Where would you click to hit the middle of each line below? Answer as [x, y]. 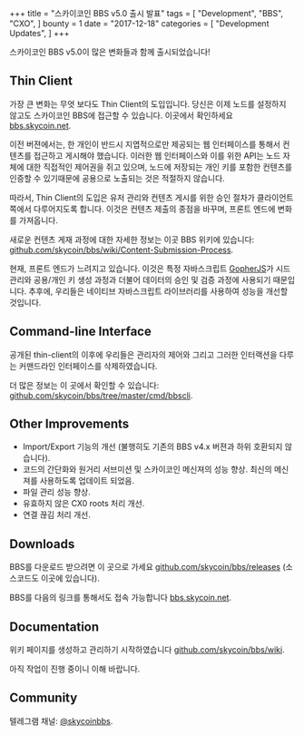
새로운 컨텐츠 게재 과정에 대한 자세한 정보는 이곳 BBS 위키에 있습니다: [132, 240]
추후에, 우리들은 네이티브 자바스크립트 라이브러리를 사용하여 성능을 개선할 [158, 291]
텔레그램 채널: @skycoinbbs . [61, 720]
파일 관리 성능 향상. [56, 492]
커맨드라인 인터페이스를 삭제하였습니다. [88, 366]
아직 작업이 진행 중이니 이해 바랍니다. [75, 669]
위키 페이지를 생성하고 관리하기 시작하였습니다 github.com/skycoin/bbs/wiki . [147, 650]
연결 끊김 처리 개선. [56, 514]
